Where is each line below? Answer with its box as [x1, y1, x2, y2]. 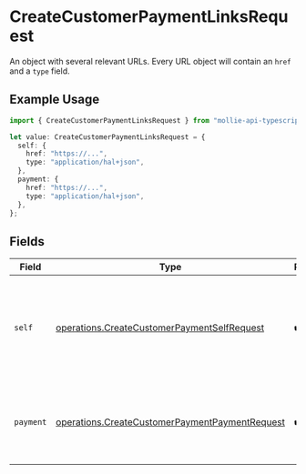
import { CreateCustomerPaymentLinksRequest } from [9, 116, 209, 125]
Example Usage [9, 92, 100, 107]
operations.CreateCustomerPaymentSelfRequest [56, 321, 265, 334]
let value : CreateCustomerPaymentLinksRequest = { [9, 132, 206, 142]
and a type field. [9, 66, 70, 76]
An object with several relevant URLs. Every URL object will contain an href [9, 55, 291, 66]
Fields [9, 234, 46, 249]
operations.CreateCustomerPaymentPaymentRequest [56, 416, 285, 429]
